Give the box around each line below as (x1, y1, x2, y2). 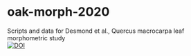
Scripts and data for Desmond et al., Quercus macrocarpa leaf (7, 27, 185, 35)
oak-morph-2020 (7, 4, 110, 20)
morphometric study (7, 33, 66, 42)
